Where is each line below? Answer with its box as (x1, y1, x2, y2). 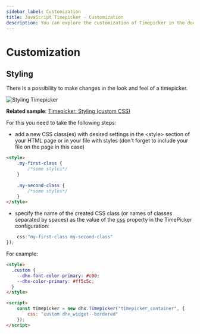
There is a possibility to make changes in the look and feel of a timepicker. (6, 84, 188, 92)
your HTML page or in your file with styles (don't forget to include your (14, 137, 189, 144)
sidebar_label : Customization (6, 8, 82, 15)
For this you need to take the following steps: (6, 119, 117, 127)
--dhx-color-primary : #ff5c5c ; (17, 278, 95, 284)
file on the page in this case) (14, 143, 85, 150)
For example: (6, 250, 39, 257)
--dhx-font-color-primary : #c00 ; (17, 273, 100, 279)
